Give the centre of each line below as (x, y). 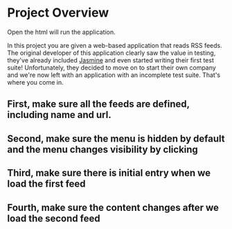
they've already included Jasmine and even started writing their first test (111, 60)
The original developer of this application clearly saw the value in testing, (111, 53)
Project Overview (58, 13)
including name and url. (60, 115)
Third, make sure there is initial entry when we (109, 173)
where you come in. (35, 82)
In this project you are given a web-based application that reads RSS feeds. (115, 45)
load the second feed (54, 218)
